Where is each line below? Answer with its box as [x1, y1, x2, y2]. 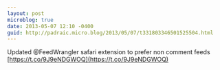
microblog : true [7, 16, 54, 23]
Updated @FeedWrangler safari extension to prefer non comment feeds [7, 48, 211, 56]
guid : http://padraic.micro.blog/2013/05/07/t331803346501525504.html [7, 29, 214, 36]
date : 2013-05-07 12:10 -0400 [7, 23, 94, 30]
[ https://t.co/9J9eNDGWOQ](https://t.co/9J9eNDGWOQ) [7, 56, 169, 64]
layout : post [7, 10, 45, 17]
